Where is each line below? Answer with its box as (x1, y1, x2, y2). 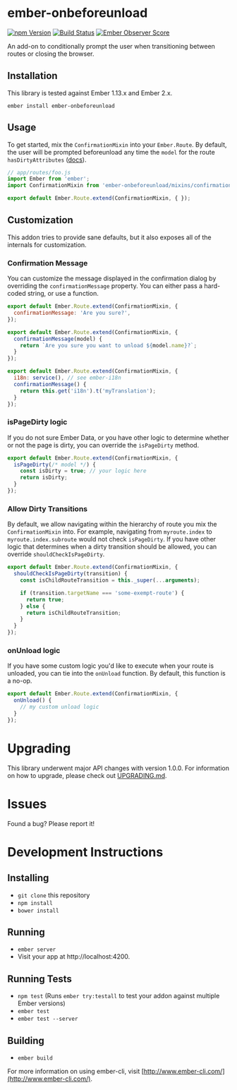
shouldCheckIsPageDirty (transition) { (13, 570, 128, 577)
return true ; (25, 596, 65, 603)
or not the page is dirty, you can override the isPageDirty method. (7, 441, 200, 449)
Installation (7, 70, 58, 82)
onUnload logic (7, 645, 61, 655)
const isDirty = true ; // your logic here (20, 467, 147, 474)
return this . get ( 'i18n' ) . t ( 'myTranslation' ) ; (20, 387, 157, 395)
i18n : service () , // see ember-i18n (13, 374, 121, 382)
